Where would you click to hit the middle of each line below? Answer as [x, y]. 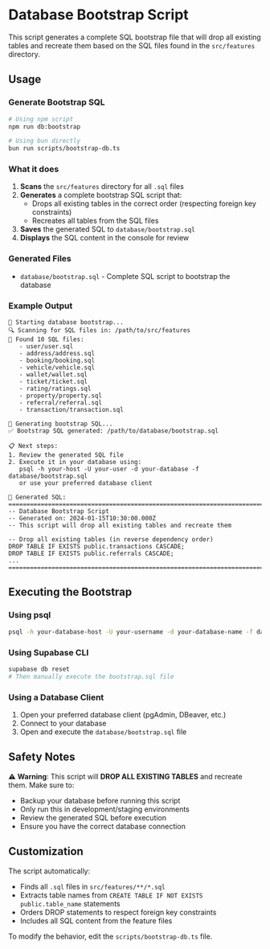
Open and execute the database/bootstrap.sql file [103, 731]
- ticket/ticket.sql [53, 382]
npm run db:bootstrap [45, 126]
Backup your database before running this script [100, 800]
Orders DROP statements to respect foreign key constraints [118, 912]
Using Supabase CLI [49, 652]
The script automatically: [49, 871]
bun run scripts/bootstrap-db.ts [64, 149]
